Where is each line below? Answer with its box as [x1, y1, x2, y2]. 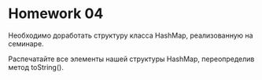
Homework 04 [8, 5, 104, 23]
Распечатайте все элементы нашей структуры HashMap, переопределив [8, 54, 255, 64]
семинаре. [8, 38, 45, 48]
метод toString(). [8, 62, 65, 71]
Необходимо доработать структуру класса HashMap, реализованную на [8, 31, 253, 40]
